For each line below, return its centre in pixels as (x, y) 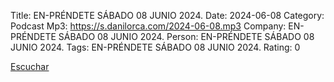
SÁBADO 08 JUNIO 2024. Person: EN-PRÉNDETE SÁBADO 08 (186, 36)
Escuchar (30, 66)
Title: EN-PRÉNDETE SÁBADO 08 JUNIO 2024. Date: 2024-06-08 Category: (167, 15)
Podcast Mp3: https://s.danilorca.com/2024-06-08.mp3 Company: (148, 26)
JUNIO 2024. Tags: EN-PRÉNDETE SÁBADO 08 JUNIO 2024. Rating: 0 (155, 47)
